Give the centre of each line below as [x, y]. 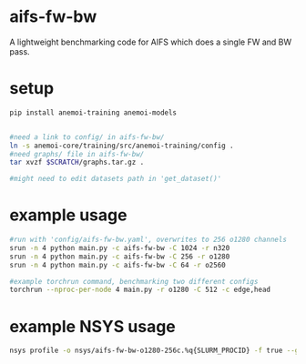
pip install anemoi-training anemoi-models [93, 112]
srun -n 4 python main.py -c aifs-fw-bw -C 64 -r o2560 [117, 265]
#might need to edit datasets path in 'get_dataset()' [116, 179]
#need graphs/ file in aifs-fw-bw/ [77, 154]
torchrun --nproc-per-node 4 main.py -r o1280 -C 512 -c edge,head [140, 290]
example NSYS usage [92, 326]
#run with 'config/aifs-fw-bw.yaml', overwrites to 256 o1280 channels [148, 240]
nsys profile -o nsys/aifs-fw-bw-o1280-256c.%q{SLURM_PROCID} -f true [146, 351]
